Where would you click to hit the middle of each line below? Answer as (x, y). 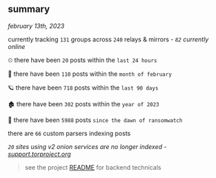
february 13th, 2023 (36, 26)
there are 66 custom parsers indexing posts (69, 133)
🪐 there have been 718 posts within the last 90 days (83, 88)
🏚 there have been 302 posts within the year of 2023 (84, 103)
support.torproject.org (39, 154)
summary (29, 9)
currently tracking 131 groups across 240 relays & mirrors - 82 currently (108, 39)
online (17, 46)
